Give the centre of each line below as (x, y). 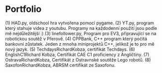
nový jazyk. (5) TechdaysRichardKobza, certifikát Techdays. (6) (70, 49)
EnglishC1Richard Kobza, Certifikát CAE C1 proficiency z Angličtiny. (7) (77, 54)
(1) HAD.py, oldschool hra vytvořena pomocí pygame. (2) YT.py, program (80, 23)
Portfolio (23, 9)
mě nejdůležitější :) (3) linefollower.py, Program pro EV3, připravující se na (81, 33)
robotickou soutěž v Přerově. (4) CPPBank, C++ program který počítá (76, 39)
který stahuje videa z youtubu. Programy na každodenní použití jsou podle (81, 28)
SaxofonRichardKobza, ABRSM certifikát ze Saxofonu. (60, 65)
